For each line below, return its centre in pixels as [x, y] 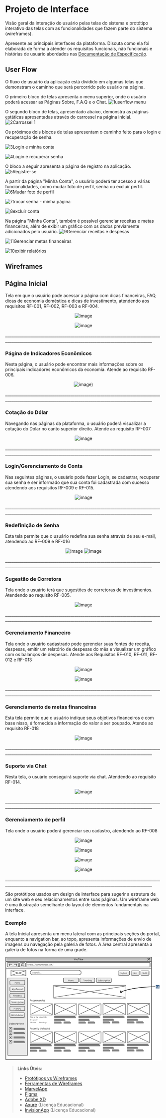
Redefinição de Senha [32, 525]
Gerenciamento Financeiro [38, 633]
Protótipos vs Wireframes [51, 1078]
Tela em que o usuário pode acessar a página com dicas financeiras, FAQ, [81, 295]
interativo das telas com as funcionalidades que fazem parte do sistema [79, 28]
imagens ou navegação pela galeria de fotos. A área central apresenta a [79, 944]
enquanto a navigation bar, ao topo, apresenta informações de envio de [78, 939]
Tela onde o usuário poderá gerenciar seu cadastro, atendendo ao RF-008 [81, 830]
